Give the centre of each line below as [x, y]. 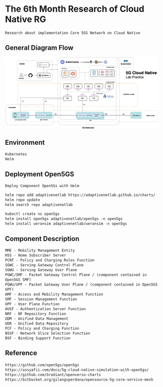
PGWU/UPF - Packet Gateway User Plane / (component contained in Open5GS [81, 284]
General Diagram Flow [39, 48]
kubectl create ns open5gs [32, 214]
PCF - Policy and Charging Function [42, 328]
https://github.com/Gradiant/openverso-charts [53, 375]
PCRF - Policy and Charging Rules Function [50, 260]
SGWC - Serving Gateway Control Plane [44, 265]
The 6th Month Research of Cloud [75, 9]
